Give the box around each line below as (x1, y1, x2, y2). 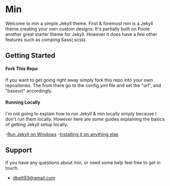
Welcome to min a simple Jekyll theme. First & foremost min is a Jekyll (5, 20, 153, 26)
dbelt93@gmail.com (12, 174, 56, 181)
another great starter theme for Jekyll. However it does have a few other (5, 31, 157, 37)
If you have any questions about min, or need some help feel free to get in (5, 159, 161, 166)
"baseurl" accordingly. (5, 87, 53, 94)
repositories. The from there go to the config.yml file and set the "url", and (5, 82, 161, 88)
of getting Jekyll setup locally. (5, 121, 68, 128)
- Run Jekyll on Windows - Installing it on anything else (5, 131, 119, 137)
